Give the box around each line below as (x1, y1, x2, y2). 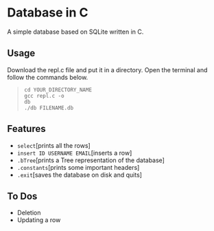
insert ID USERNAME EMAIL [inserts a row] (16, 148, 132, 157)
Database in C (7, 5, 88, 21)
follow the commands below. (7, 73, 88, 81)
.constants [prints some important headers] (16, 163, 140, 171)
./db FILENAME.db (23, 104, 74, 111)
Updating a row (16, 216, 61, 224)
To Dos (7, 190, 38, 202)
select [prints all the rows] (16, 141, 91, 149)
